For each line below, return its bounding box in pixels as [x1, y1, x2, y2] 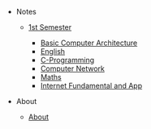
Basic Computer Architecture [40, 38, 138, 48]
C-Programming [40, 56, 95, 64]
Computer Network [40, 64, 106, 73]
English [40, 47, 66, 56]
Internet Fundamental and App [40, 81, 143, 90]
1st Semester [28, 23, 72, 31]
